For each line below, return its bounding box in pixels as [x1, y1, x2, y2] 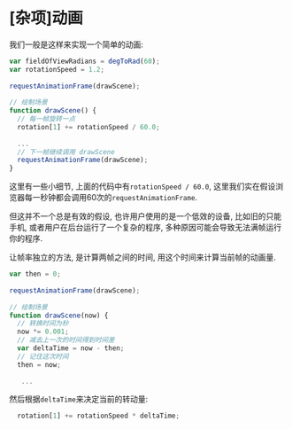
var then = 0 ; [9, 269, 62, 279]
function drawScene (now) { [9, 311, 109, 320]
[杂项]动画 [9, 8, 84, 28]
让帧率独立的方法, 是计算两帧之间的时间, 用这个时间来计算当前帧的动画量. [9, 252, 276, 262]
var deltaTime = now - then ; [17, 344, 125, 353]
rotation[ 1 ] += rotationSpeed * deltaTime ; [17, 411, 180, 421]
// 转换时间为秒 [17, 319, 69, 328]
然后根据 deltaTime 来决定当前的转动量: [9, 394, 149, 404]
